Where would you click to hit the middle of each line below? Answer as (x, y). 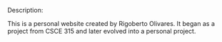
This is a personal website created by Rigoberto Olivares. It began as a (111, 23)
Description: (25, 10)
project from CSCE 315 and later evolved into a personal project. (102, 31)
